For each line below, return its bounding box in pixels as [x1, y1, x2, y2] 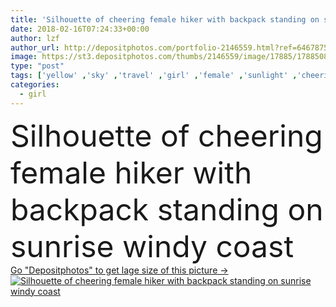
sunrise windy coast [10, 227, 295, 265]
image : [10, 52, 38, 62]
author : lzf [10, 33, 60, 43]
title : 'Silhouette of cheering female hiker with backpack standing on [10, 14, 320, 25]
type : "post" [10, 61, 65, 71]
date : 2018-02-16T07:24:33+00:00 [10, 24, 150, 34]
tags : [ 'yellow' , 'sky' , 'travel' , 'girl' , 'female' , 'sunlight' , [10, 71, 298, 81]
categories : [10, 80, 60, 90]
